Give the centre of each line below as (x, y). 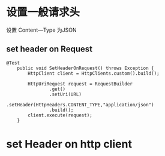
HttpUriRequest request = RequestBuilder (80, 84)
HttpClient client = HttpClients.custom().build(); (94, 73)
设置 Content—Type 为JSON (41, 30)
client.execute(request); (60, 115)
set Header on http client (69, 144)
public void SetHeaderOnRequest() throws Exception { (85, 68)
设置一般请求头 (43, 12)
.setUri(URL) (65, 94)
